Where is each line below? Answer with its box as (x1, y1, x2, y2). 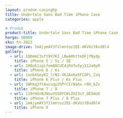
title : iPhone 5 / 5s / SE (14, 58, 71, 63)
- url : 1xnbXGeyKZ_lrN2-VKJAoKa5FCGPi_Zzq (10, 72, 100, 78)
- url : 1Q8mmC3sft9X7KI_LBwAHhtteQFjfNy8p (10, 54, 100, 59)
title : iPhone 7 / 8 (14, 86, 57, 91)
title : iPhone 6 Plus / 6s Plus (14, 77, 82, 82)
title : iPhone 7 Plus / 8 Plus (14, 96, 80, 101)
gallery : (5, 49, 24, 54)
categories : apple (5, 17, 44, 22)
